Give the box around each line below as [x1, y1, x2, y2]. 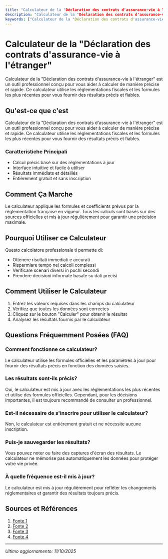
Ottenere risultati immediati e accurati [12, 257, 90, 263]
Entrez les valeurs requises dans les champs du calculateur [12, 300, 135, 306]
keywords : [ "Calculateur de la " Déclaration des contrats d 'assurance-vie [5, 17, 164, 22]
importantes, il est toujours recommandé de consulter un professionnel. [5, 397, 152, 403]
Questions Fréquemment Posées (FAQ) [5, 331, 129, 339]
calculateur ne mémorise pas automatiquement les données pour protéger [5, 455, 158, 461]
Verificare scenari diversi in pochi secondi [12, 267, 99, 273]
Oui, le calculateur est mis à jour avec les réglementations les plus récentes [5, 386, 160, 392]
